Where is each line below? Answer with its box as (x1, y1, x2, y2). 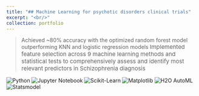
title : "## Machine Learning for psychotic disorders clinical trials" (6, 8, 191, 15)
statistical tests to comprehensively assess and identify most (21, 57, 184, 65)
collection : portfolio (6, 20, 64, 26)
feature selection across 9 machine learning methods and (21, 50, 176, 58)
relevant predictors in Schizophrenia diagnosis (21, 65, 146, 72)
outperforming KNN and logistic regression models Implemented (21, 43, 185, 51)
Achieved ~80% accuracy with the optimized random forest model (21, 37, 188, 44)
